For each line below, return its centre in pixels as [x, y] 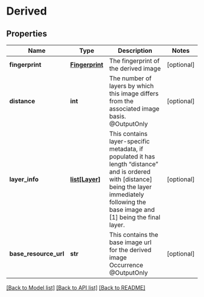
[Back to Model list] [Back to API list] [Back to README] [76, 288]
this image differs [134, 94]
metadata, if [126, 149]
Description [135, 51]
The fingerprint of [134, 61]
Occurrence [126, 265]
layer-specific [129, 141]
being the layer [130, 187]
